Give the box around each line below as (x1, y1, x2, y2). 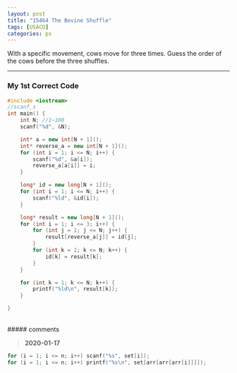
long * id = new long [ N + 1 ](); (20, 181, 112, 189)
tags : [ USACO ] (7, 23, 49, 30)
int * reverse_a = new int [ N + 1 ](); (20, 142, 128, 149)
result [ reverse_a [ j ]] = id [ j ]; (44, 233, 138, 240)
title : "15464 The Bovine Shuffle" (7, 17, 112, 24)
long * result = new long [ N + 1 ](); (20, 214, 125, 221)
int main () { (7, 110, 46, 117)
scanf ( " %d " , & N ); (20, 123, 71, 130)
